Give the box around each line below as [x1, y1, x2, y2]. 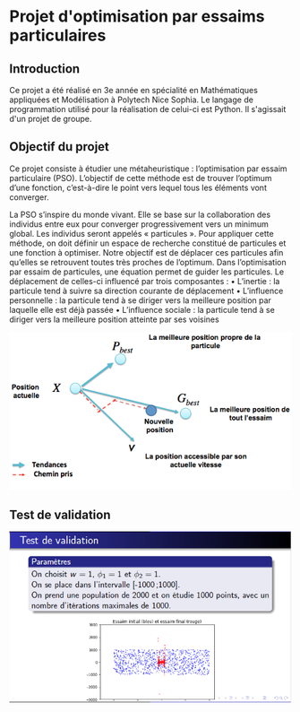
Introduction [9, 61, 81, 76]
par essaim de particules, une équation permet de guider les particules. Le [9, 266, 285, 277]
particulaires [9, 25, 107, 46]
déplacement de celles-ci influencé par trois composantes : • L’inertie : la [9, 275, 280, 286]
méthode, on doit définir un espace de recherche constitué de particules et [9, 238, 287, 248]
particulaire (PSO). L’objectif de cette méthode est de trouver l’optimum [9, 172, 272, 183]
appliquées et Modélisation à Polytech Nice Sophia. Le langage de [9, 94, 253, 105]
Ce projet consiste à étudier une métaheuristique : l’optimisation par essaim [9, 163, 288, 174]
